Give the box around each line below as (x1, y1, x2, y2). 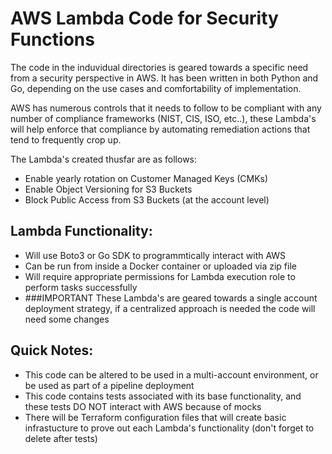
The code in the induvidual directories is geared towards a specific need (10, 61, 309, 73)
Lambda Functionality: (10, 223, 153, 240)
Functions (10, 28, 95, 51)
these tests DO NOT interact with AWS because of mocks (24, 400, 262, 412)
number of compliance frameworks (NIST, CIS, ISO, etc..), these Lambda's (10, 112, 317, 124)
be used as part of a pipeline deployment (24, 379, 195, 391)
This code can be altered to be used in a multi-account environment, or (24, 368, 319, 381)
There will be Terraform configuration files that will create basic (24, 411, 287, 423)
